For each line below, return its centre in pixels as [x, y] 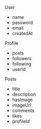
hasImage [22, 100]
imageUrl [22, 105]
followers [22, 58]
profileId [21, 121]
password [23, 23]
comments [23, 110]
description [24, 94]
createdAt [23, 33]
